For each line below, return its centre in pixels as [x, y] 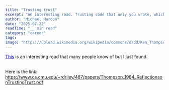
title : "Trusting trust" [31, 10]
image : [12, 42]
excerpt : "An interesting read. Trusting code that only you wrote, [78, 14]
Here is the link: [21, 71]
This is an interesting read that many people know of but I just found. [76, 56]
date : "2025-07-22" [26, 24]
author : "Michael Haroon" [32, 19]
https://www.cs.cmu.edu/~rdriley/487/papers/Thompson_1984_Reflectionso [84, 77]
